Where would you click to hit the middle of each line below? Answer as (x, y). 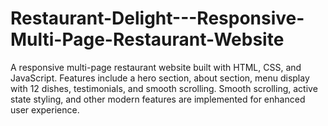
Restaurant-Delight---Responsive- (157, 18)
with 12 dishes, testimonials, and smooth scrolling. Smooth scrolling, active (164, 88)
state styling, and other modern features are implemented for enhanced (158, 99)
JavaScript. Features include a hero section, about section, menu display (160, 78)
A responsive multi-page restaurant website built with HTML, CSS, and (156, 67)
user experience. (45, 109)
